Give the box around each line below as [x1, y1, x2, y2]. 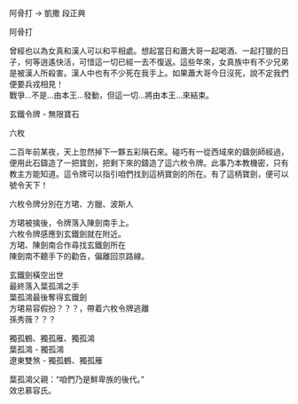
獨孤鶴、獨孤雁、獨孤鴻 [9, 333, 95, 344]
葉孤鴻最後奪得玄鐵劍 [9, 292, 87, 302]
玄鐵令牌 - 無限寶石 [9, 109, 80, 119]
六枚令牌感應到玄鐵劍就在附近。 [9, 229, 126, 239]
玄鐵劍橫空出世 [9, 270, 64, 280]
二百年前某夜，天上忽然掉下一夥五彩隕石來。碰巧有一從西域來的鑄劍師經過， [9, 147, 289, 157]
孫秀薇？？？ [9, 314, 56, 324]
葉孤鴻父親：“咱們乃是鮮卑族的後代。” [9, 374, 145, 384]
